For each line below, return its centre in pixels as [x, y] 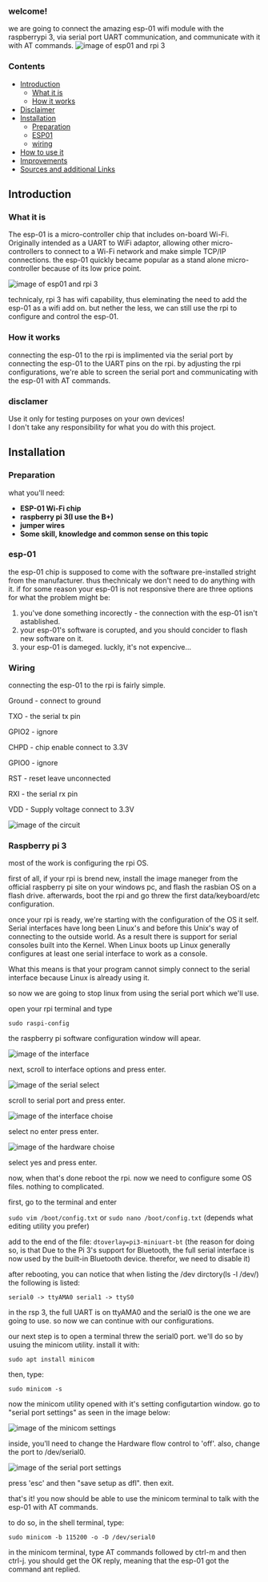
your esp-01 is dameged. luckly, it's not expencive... [106, 647]
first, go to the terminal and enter [63, 1202]
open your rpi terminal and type [60, 1009]
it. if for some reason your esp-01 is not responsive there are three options [131, 589]
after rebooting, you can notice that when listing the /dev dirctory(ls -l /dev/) [134, 1274]
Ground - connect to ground [55, 701]
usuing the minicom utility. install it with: [74, 1345]
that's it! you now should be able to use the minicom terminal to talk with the [134, 1499]
